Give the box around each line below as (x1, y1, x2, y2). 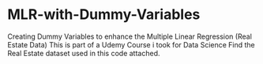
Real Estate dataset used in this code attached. (7, 48, 160, 58)
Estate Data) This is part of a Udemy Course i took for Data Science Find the (7, 40, 256, 49)
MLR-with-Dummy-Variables (7, 6, 201, 24)
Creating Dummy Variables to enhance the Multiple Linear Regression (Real (7, 32, 252, 41)
